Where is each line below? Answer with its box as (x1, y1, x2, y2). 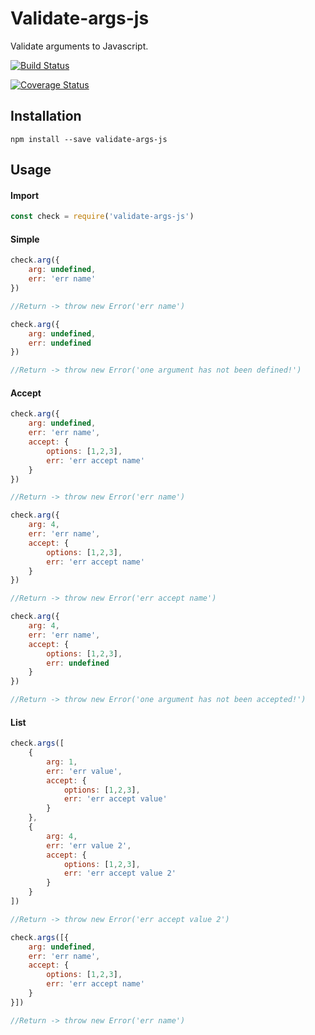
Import (10, 189, 40, 201)
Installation (10, 108, 82, 125)
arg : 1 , (46, 757, 78, 767)
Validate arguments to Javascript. (10, 40, 149, 52)
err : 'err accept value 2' (63, 868, 177, 879)
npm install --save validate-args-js (10, 134, 168, 144)
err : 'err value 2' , (46, 840, 132, 851)
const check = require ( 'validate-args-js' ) (10, 212, 195, 222)
